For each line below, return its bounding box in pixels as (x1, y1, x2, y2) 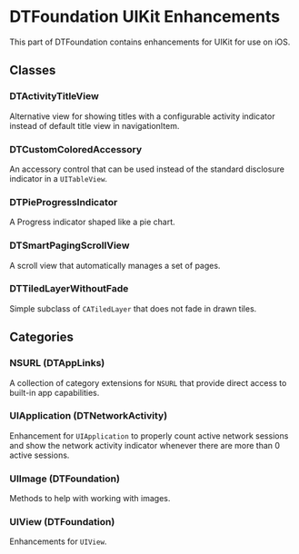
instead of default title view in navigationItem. (9, 120, 180, 131)
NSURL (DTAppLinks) (9, 357, 105, 370)
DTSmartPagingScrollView (9, 239, 130, 252)
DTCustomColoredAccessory (9, 143, 143, 155)
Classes (9, 63, 56, 78)
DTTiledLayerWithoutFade (9, 282, 129, 295)
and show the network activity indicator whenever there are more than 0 (9, 440, 280, 450)
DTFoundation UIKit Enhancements (9, 6, 280, 27)
